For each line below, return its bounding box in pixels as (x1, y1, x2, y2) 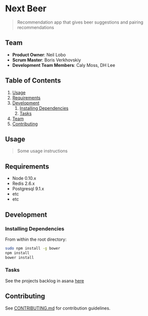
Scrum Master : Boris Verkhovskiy (12, 57, 81, 63)
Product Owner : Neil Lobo (12, 52, 66, 57)
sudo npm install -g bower (5, 246, 60, 251)
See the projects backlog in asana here (5, 278, 85, 284)
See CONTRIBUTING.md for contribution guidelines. (5, 305, 111, 311)
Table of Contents (5, 77, 61, 85)
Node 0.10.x (12, 175, 36, 181)
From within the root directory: (5, 236, 67, 242)
